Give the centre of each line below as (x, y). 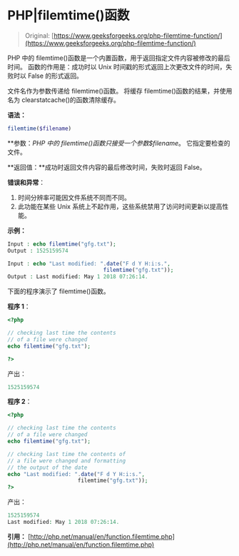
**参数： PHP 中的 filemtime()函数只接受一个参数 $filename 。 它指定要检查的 (119, 143)
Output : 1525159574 (38, 251)
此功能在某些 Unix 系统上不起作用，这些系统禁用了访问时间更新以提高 (120, 206)
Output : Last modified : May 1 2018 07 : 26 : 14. (78, 277)
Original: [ (39, 35)
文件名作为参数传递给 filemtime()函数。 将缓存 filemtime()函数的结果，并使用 (120, 91)
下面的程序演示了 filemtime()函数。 (59, 291)
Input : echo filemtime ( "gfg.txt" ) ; (62, 244)
